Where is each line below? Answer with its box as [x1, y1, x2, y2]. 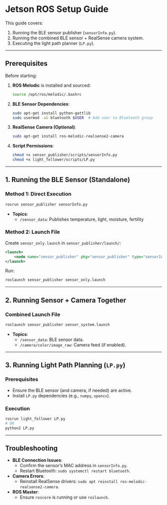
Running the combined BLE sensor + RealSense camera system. [12, 35, 144, 41]
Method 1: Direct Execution [5, 190, 72, 197]
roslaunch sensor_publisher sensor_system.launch [5, 323, 110, 328]
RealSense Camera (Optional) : [12, 124, 77, 130]
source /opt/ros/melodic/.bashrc [12, 92, 82, 97]
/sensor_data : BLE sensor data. [19, 337, 84, 342]
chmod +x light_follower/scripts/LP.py [12, 157, 95, 163]
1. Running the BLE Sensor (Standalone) [5, 175, 130, 184]
